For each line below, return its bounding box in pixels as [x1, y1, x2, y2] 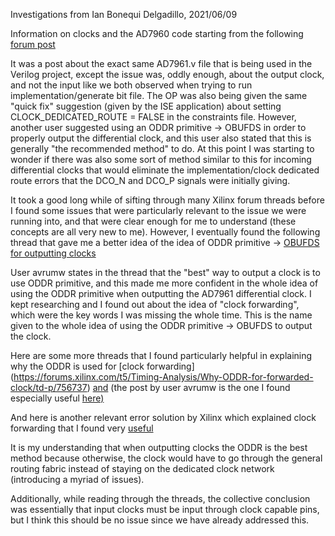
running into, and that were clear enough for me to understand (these [10, 215, 297, 227]
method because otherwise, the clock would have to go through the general [10, 452, 323, 464]
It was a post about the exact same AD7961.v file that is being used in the [10, 58, 313, 69]
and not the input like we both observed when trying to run [10, 79, 253, 91]
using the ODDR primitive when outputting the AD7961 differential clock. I [10, 288, 312, 299]
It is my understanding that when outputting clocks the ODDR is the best [10, 442, 308, 453]
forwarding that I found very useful [10, 422, 154, 434]
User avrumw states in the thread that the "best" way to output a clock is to [10, 267, 321, 278]
